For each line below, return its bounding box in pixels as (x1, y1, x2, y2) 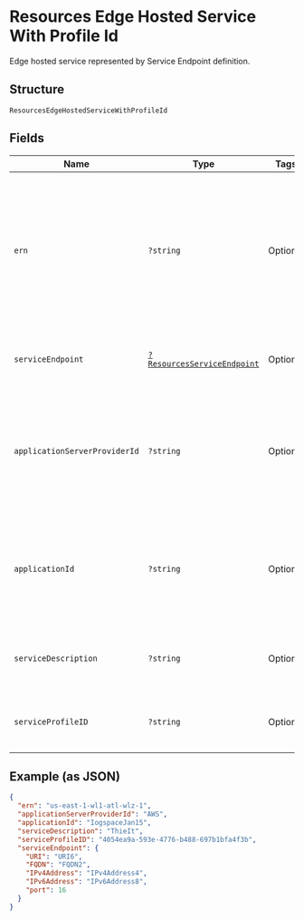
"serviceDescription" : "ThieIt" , (17, 827, 144, 836)
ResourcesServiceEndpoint (147, 358, 260, 369)
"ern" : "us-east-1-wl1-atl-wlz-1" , (17, 801, 152, 810)
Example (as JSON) (9, 769, 120, 784)
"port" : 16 (25, 886, 67, 895)
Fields (9, 131, 45, 146)
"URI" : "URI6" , (25, 852, 83, 861)
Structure (9, 82, 65, 97)
